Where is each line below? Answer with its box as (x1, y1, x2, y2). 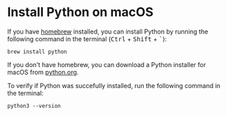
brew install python (7, 48, 68, 55)
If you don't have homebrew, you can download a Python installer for (7, 60, 207, 68)
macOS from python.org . (7, 68, 79, 76)
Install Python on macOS (7, 4, 154, 20)
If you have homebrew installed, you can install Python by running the (7, 27, 209, 36)
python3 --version (7, 102, 61, 109)
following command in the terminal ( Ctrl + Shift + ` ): (7, 34, 167, 43)
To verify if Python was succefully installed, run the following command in (7, 81, 221, 89)
